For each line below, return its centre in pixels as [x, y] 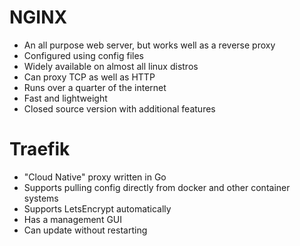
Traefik [40, 149]
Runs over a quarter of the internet [95, 87]
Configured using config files [83, 55]
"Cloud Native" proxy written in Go [95, 177]
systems [41, 198]
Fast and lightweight [65, 98]
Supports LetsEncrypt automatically [97, 208]
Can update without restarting [85, 230]
